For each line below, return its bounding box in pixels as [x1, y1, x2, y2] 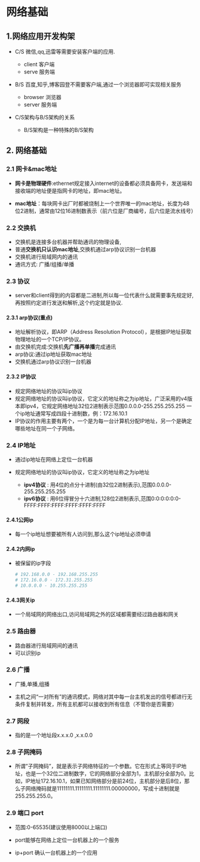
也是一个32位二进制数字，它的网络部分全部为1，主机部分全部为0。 [25, 770, 189, 777]
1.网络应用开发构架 [6, 31, 76, 41]
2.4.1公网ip [6, 516, 34, 523]
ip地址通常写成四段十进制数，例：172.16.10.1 [20, 410, 128, 417]
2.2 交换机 [6, 223, 36, 232]
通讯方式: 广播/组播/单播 [14, 260, 75, 267]
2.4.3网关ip [6, 596, 35, 604]
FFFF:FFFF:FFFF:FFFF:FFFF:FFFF [23, 501, 106, 509]
